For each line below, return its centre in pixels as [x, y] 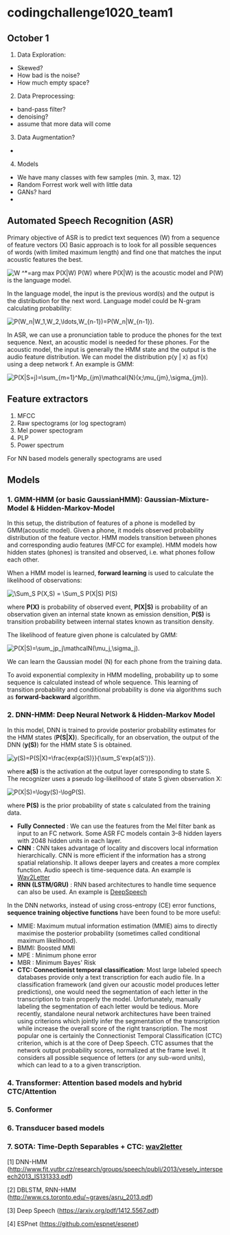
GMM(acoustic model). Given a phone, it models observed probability [106, 530]
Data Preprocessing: [46, 96]
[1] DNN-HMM [27, 1161]
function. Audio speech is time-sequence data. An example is [104, 870]
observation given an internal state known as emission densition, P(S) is [109, 614]
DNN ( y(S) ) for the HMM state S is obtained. [70, 745]
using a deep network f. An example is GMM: [71, 364]
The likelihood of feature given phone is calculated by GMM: [92, 635]
